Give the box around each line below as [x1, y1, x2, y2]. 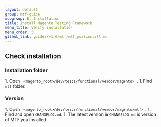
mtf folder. [5, 83, 26, 89]
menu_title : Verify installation [5, 25, 73, 30]
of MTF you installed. [5, 116, 48, 122]
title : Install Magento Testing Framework [5, 20, 92, 26]
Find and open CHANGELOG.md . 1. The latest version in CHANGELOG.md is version [5, 111, 157, 117]
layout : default [5, 7, 38, 12]
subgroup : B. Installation [5, 16, 60, 21]
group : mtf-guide [5, 12, 40, 17]
